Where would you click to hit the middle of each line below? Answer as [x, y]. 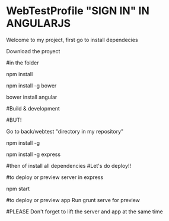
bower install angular [32, 97]
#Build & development [33, 108]
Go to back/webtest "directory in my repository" [65, 131]
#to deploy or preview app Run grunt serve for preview [73, 200]
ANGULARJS [39, 23]
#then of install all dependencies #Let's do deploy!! [69, 165]
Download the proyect [33, 51]
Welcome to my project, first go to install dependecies [72, 40]
